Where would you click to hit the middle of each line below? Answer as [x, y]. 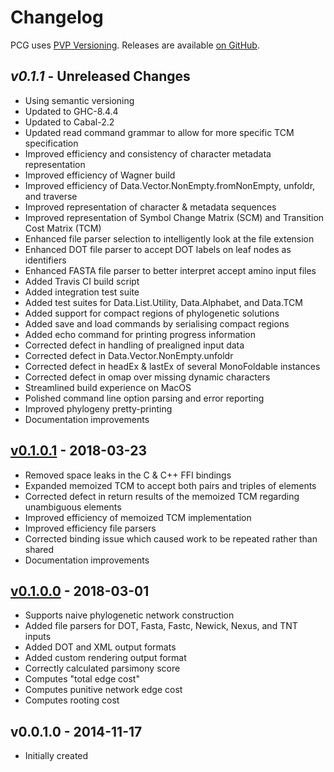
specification [51, 143]
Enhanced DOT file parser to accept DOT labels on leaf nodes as [158, 249]
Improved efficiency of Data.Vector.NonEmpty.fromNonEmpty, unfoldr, [170, 185]
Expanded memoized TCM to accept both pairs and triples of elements [170, 485]
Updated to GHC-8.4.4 [71, 111]
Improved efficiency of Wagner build [100, 175]
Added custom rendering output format [105, 658]
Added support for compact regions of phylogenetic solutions [152, 313]
